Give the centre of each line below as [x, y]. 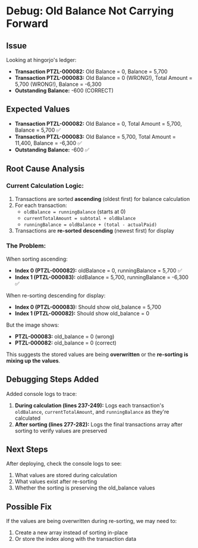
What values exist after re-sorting [56, 482]
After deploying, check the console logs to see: [64, 464]
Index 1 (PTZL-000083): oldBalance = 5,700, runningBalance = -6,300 [102, 277]
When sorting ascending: [37, 259]
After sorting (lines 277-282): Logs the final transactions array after [99, 424]
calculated [27, 418]
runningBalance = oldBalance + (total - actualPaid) [90, 225]
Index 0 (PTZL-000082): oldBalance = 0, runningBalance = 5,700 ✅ [98, 270]
